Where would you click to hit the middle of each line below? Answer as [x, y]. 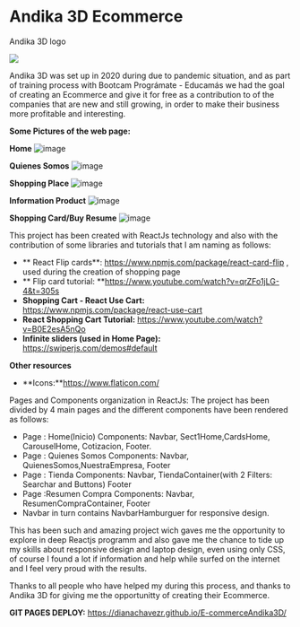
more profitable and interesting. [68, 113]
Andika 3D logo [38, 41]
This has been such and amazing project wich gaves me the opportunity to [147, 530]
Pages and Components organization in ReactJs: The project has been [140, 400]
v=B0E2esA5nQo [54, 328]
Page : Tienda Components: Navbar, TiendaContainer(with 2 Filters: [147, 475]
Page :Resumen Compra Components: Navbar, [108, 493]
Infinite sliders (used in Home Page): [91, 338]
